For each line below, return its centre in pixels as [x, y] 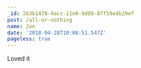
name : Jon [21, 26]
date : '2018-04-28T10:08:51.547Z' [57, 33]
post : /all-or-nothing [40, 20]
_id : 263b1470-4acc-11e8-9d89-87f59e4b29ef [71, 13]
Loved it [19, 58]
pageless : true [29, 39]
